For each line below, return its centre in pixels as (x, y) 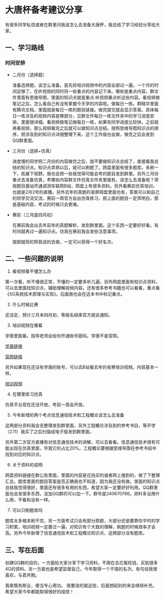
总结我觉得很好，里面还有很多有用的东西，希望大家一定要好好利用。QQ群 (79, 487)
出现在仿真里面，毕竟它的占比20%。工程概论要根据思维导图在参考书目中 (83, 448)
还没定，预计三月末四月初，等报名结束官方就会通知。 (59, 315)
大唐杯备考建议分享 (44, 10)
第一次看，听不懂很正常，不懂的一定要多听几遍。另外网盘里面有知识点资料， (82, 282)
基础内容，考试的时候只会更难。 (49, 204)
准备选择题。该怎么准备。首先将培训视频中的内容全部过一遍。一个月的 (83, 85)
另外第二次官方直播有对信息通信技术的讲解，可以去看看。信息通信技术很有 (80, 442)
